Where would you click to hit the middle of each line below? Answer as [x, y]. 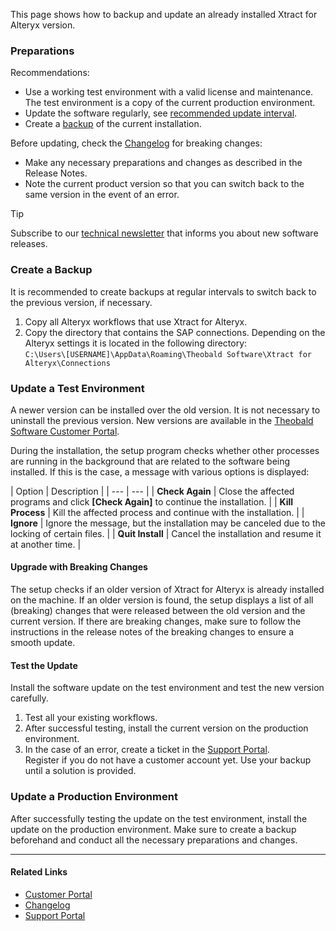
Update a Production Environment [94, 797]
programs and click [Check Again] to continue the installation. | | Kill [152, 501]
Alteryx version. [43, 25]
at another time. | [46, 544]
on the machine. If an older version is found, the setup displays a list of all [162, 600]
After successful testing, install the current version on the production [166, 728]
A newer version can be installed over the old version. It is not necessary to [165, 410]
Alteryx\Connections [67, 363]
